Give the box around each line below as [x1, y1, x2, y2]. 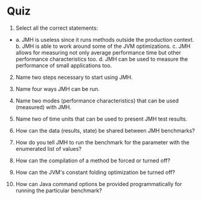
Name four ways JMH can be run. [15, 85, 100, 92]
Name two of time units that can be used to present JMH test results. [15, 115, 188, 122]
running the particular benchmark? [15, 187, 102, 194]
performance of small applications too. [15, 62, 112, 69]
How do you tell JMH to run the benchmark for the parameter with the [15, 138, 190, 146]
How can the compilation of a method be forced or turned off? [15, 156, 171, 164]
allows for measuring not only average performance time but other [15, 48, 182, 56]
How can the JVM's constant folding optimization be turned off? [15, 168, 176, 176]
